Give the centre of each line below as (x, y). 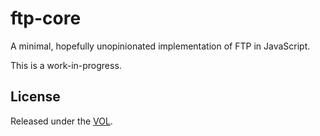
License (35, 97)
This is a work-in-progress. (66, 65)
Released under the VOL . (61, 121)
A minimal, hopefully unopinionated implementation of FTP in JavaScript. (160, 46)
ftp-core (46, 18)
